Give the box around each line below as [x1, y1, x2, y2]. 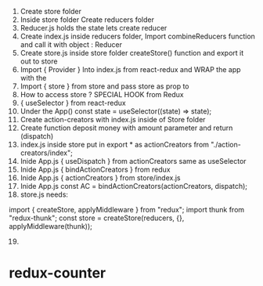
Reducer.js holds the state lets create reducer [20, 24, 168, 32]
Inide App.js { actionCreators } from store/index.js [20, 173, 181, 183]
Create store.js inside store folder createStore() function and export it [20, 49, 244, 57]
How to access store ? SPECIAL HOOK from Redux [20, 90, 184, 99]
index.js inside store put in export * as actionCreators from [20, 140, 210, 149]
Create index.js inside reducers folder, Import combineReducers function [20, 31, 255, 41]
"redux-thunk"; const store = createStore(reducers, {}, [9, 213, 185, 223]
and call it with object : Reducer [20, 40, 122, 49]
